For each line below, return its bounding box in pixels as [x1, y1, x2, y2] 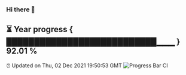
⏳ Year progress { [6, 24, 74, 35]
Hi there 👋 [6, 5, 36, 14]
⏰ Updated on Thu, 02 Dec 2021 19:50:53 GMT [6, 62, 123, 69]
